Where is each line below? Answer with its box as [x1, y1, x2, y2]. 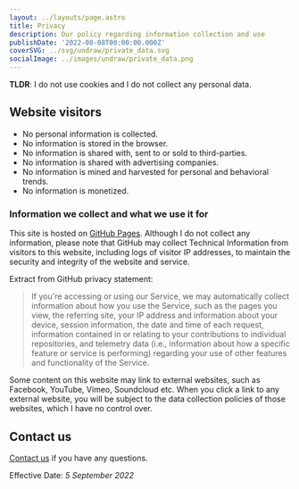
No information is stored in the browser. [21, 137, 169, 148]
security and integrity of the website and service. [9, 256, 190, 268]
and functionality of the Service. [30, 358, 150, 369]
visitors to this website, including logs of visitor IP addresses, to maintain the [9, 247, 291, 258]
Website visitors [9, 104, 103, 120]
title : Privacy [9, 21, 66, 30]
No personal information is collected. [21, 128, 159, 139]
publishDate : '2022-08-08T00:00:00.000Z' [9, 37, 166, 47]
